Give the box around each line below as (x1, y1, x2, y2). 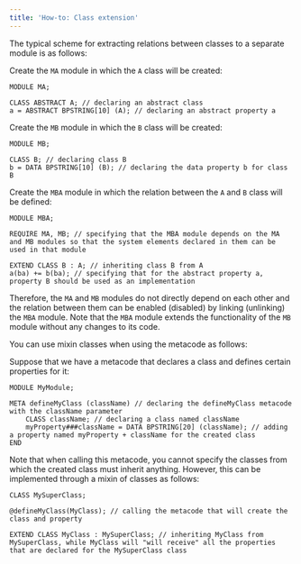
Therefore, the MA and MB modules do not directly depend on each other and (9, 292, 290, 303)
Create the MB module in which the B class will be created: (9, 122, 223, 132)
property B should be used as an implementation (9, 277, 196, 286)
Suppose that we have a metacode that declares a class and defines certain (9, 356, 291, 367)
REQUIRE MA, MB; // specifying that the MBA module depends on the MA (9, 229, 280, 239)
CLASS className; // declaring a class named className (25, 414, 241, 423)
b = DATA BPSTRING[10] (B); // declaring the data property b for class (9, 163, 288, 172)
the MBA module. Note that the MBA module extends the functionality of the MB (9, 312, 291, 323)
